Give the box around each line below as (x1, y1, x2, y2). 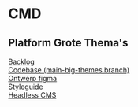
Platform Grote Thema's (8, 36, 129, 50)
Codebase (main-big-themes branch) (8, 65, 130, 75)
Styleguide (8, 82, 43, 91)
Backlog (8, 57, 35, 66)
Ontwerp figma (8, 74, 58, 83)
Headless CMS (8, 90, 57, 99)
